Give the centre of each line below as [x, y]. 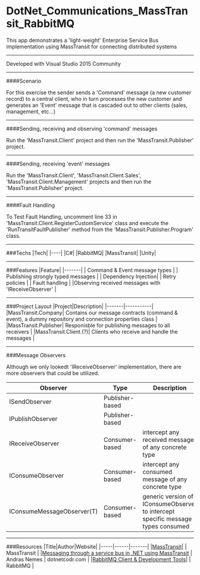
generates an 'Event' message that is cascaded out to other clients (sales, [97, 105]
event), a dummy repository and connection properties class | [82, 319]
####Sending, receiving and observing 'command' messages [82, 128]
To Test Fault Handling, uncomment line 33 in [62, 217]
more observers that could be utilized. [53, 373]
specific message [167, 519]
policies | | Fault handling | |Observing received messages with [83, 282]
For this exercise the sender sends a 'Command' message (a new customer [99, 92]
